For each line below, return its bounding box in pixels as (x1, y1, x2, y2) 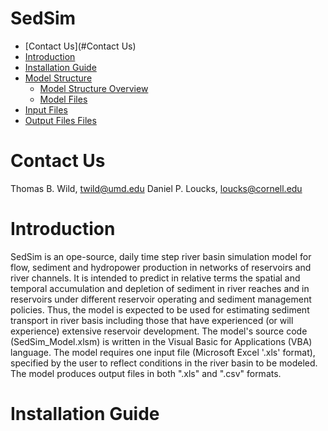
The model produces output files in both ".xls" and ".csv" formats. (10, 367, 282, 379)
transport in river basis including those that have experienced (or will (10, 314, 294, 326)
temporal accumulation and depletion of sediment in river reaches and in (10, 282, 310, 294)
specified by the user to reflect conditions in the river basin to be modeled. (10, 357, 318, 369)
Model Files (39, 93, 88, 105)
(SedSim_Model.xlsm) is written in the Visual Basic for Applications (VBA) (10, 335, 313, 347)
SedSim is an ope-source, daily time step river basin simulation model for (10, 250, 312, 262)
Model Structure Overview (39, 82, 149, 94)
